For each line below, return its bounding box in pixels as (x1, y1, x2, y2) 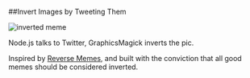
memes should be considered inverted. (8, 62, 139, 72)
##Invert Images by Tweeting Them (8, 7, 127, 16)
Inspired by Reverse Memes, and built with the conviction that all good (8, 54, 242, 63)
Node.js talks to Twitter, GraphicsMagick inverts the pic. (8, 38, 194, 47)
